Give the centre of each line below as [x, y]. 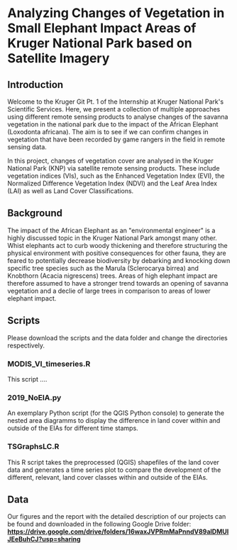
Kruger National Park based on [100, 43]
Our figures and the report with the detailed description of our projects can [117, 517]
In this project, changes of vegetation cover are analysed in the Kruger [111, 161]
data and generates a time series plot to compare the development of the [114, 470]
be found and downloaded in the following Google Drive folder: [99, 524]
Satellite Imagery [59, 59]
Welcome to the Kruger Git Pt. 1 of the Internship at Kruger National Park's [116, 102]
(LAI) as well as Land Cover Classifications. [71, 191]
